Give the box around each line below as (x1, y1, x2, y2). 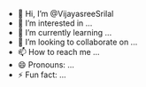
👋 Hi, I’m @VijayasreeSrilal (17, 9, 114, 19)
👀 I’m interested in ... (17, 18, 93, 28)
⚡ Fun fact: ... (17, 69, 66, 80)
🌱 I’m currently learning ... (17, 28, 112, 37)
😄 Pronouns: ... (17, 59, 75, 70)
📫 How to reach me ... (17, 47, 100, 57)
